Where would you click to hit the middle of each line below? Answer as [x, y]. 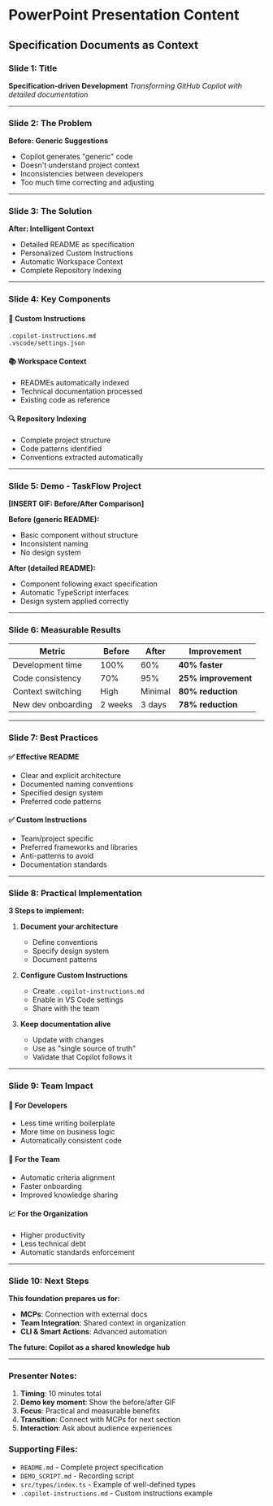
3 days [154, 704]
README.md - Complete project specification [92, 1467]
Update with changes [68, 1040]
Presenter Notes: [43, 1376]
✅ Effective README [44, 757]
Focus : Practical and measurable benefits [90, 1411]
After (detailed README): [52, 568]
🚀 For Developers [38, 1105]
